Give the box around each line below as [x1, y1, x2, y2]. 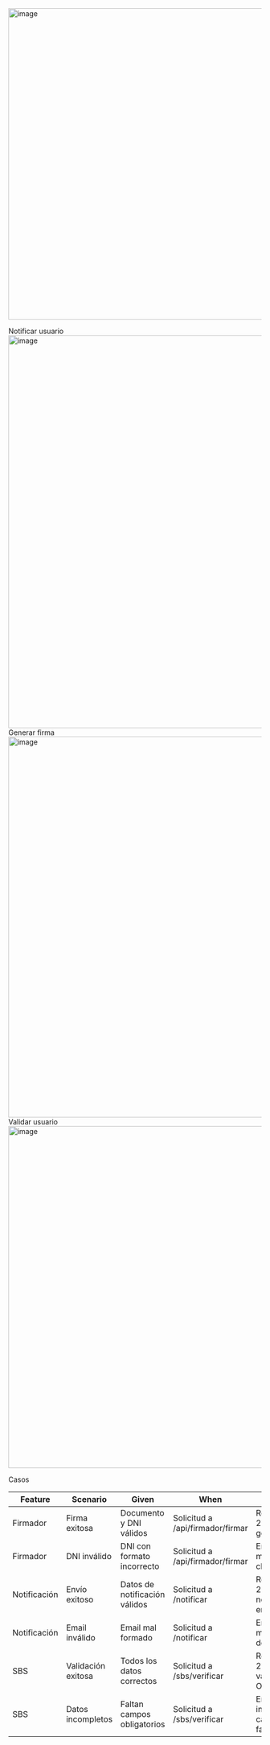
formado [120, 1632, 153, 1643]
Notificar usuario [8, 326, 64, 336]
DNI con [120, 1541, 151, 1552]
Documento [120, 1508, 165, 1518]
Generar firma [8, 728, 55, 737]
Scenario [72, 1494, 107, 1504]
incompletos [65, 1714, 113, 1725]
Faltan [120, 1698, 144, 1710]
